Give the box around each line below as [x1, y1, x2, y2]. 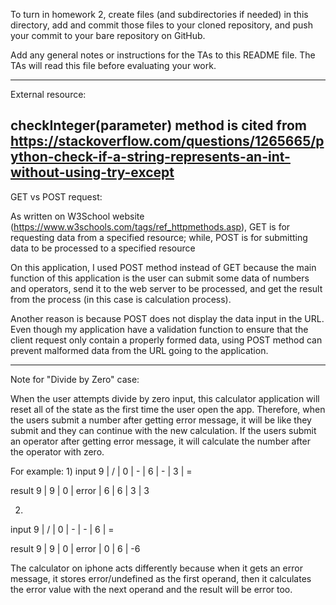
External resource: [10, 89, 87, 100]
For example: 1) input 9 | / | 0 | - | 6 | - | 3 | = [10, 465, 193, 477]
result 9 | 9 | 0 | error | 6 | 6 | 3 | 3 [10, 484, 150, 496]
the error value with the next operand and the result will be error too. [10, 583, 293, 595]
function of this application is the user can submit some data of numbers [10, 272, 310, 284]
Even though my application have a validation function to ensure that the [10, 323, 309, 335]
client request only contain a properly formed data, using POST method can [10, 334, 323, 346]
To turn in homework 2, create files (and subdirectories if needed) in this [10, 9, 309, 20]
